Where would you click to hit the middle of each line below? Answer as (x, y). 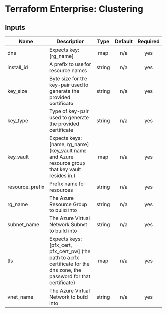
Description (71, 42)
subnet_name (24, 225)
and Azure (61, 157)
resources (61, 190)
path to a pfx (64, 258)
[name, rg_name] (69, 144)
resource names (68, 70)
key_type (18, 121)
